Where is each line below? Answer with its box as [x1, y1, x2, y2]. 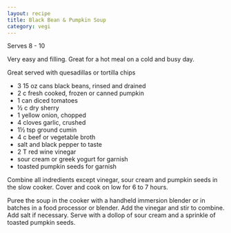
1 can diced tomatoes [17, 97, 78, 105]
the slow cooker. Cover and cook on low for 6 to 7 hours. [7, 183, 169, 192]
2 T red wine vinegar [17, 148, 77, 156]
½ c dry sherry [17, 104, 60, 112]
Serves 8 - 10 [7, 42, 46, 50]
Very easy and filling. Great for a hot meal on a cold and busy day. [7, 55, 195, 63]
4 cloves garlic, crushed [17, 119, 86, 127]
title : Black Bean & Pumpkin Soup [7, 17, 107, 23]
